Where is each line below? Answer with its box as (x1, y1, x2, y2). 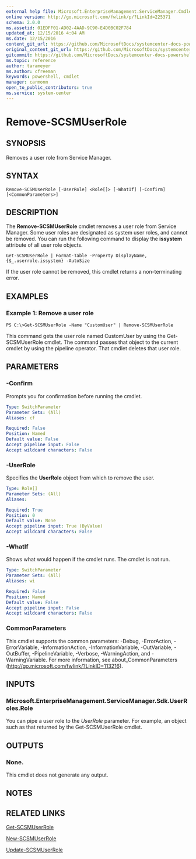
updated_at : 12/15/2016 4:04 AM (6, 30, 85, 36)
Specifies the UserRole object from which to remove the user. (6, 474, 155, 481)
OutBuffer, (6, 650, 31, 657)
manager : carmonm (6, 80, 48, 85)
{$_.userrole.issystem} (6, 258, 64, 264)
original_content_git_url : (6, 47, 72, 53)
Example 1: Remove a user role (6, 309, 94, 317)
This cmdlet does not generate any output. (6, 771, 108, 778)
